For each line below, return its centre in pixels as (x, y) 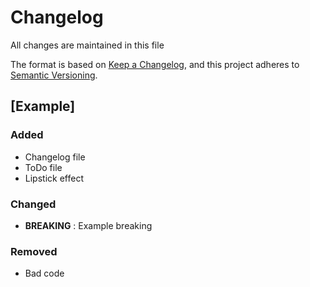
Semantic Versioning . (54, 75)
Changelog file (55, 157)
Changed (33, 204)
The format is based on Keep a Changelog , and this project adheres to (155, 64)
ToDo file (43, 167)
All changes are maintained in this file (87, 45)
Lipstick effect (54, 178)
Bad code (44, 273)
